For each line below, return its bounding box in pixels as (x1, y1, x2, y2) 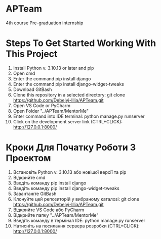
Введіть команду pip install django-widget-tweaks (13, 185, 119, 191)
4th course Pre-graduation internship (6, 20, 84, 26)
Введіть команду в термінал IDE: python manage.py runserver (13, 217, 146, 223)
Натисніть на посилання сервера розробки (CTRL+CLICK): (13, 223, 140, 229)
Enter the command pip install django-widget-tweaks (13, 81, 125, 87)
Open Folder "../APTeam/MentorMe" (13, 108, 89, 114)
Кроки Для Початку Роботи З (6, 142, 136, 153)
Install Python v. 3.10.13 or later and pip (13, 65, 94, 71)
